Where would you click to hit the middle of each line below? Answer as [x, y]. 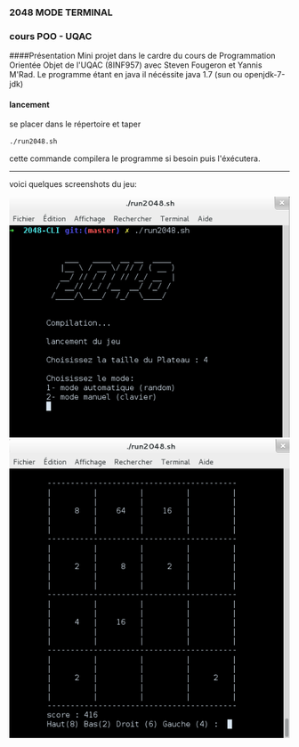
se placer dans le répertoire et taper [75, 124]
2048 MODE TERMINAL [61, 12]
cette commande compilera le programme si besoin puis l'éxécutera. [135, 158]
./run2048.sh [33, 142]
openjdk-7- [265, 75]
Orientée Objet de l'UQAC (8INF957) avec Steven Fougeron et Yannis [136, 65]
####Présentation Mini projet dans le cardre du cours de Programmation [142, 56]
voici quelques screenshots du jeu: [73, 184]
